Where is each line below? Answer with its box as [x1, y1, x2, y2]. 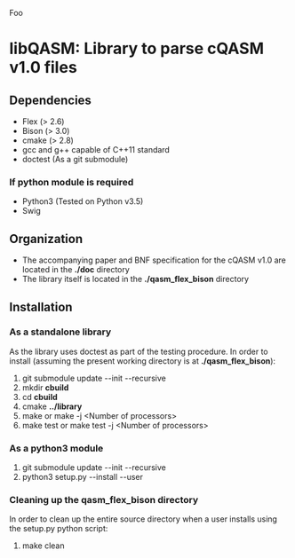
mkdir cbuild [21, 381, 69, 393]
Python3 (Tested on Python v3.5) [21, 196, 144, 207]
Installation [9, 299, 73, 314]
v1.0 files [9, 58, 77, 78]
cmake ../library [21, 401, 83, 412]
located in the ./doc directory [21, 264, 131, 275]
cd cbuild [21, 391, 58, 402]
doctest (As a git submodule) [21, 154, 129, 164]
